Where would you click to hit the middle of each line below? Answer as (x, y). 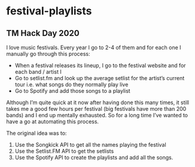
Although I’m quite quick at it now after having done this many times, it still (98, 102)
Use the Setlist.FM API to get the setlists (64, 151)
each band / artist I (38, 72)
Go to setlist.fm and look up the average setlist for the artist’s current (100, 78)
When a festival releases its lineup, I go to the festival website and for (100, 65)
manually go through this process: (48, 54)
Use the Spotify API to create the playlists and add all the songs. (94, 157)
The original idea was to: (36, 133)
